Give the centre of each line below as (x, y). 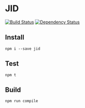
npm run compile (21, 101)
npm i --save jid (23, 49)
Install (15, 37)
